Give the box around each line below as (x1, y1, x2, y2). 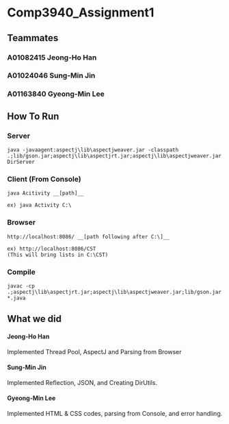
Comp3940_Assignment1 (7, 5, 154, 21)
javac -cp (7, 282, 36, 289)
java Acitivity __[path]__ (7, 190, 84, 197)
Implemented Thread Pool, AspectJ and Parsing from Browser (7, 347, 183, 356)
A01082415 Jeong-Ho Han (7, 53, 97, 62)
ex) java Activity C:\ (7, 202, 72, 209)
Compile (7, 267, 36, 277)
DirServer (7, 159, 36, 166)
